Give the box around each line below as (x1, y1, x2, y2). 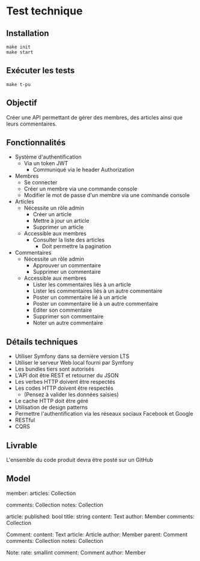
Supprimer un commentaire (32, 268, 101, 276)
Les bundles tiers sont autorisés (14, 365, 94, 373)
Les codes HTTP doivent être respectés (14, 384, 114, 392)
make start (6, 49, 34, 55)
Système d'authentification (14, 153, 82, 160)
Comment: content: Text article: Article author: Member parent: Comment (6, 530, 188, 538)
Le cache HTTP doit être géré (14, 398, 89, 405)
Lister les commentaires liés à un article (32, 281, 131, 288)
